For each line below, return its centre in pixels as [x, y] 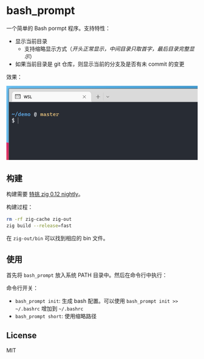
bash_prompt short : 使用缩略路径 [56, 316]
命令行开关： [22, 288]
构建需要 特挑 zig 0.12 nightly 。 [45, 194]
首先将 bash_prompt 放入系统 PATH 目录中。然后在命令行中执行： [87, 275]
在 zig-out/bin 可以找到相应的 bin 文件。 [57, 239]
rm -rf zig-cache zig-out [39, 220]
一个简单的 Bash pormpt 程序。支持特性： [59, 28]
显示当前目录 [31, 41]
